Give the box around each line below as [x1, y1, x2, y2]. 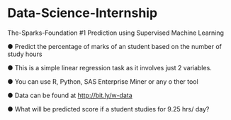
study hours [7, 50, 43, 58]
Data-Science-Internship [7, 5, 158, 21]
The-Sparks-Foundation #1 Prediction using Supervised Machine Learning [7, 28, 225, 37]
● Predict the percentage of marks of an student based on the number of [7, 42, 222, 50]
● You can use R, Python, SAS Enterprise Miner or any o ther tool [7, 77, 198, 86]
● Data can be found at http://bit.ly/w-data [7, 91, 133, 99]
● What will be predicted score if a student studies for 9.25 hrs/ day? [7, 104, 210, 113]
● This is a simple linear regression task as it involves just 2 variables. [7, 63, 213, 72]
